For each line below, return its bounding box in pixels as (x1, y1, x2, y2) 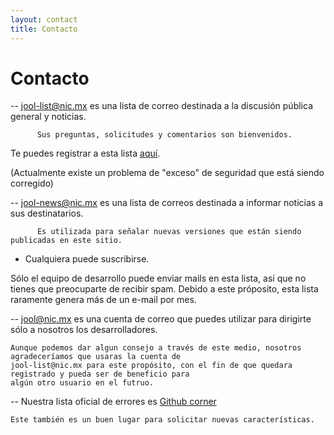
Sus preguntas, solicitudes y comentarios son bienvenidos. (36, 130, 293, 140)
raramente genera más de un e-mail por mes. (10, 294, 197, 306)
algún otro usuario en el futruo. (10, 378, 155, 388)
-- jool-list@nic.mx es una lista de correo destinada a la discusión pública (10, 100, 313, 112)
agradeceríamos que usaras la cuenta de (10, 352, 182, 362)
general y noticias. (10, 111, 87, 123)
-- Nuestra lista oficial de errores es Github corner (10, 396, 217, 408)
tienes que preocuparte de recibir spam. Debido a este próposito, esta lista (10, 283, 319, 295)
